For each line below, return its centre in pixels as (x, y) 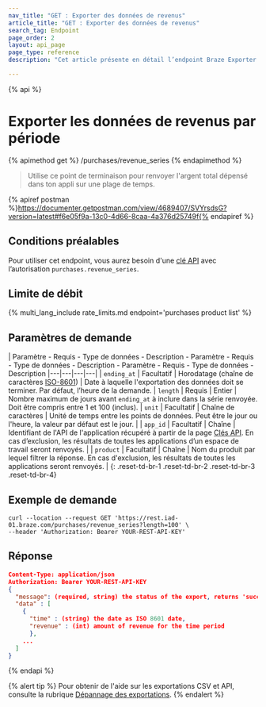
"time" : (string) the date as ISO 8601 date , (107, 619)
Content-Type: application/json (61, 574)
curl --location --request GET (60, 518)
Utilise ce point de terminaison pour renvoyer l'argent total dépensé (138, 175)
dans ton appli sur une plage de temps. (91, 184)
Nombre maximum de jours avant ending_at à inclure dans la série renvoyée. (133, 399)
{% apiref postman (39, 199)
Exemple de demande (63, 500)
